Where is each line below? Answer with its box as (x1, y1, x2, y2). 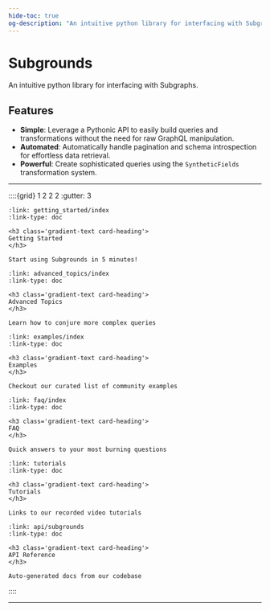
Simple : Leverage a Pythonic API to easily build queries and (19, 125, 219, 135)
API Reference (8, 552, 56, 560)
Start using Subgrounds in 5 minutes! (8, 256, 138, 264)
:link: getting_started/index (8, 207, 110, 215)
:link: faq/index (8, 396, 67, 404)
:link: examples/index (8, 333, 84, 342)
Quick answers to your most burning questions (8, 445, 167, 454)
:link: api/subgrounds (8, 523, 84, 531)
